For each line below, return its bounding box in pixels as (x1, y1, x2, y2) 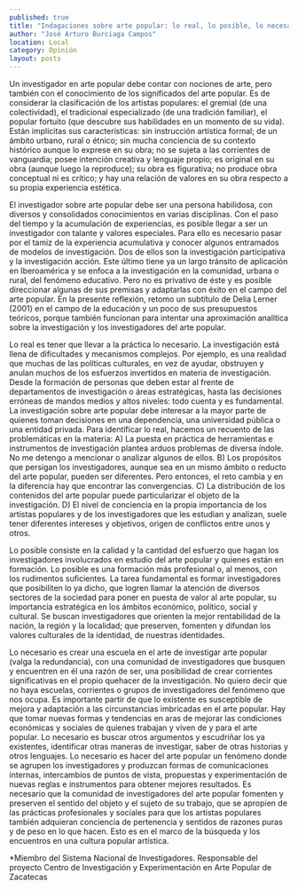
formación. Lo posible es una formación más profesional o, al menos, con (9, 564, 278, 574)
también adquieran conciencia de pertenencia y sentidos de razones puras (9, 817, 284, 827)
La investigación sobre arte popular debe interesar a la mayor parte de (9, 405, 267, 415)
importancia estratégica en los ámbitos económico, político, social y (9, 602, 258, 612)
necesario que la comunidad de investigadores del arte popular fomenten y (9, 789, 284, 799)
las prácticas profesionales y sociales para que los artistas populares (9, 807, 262, 817)
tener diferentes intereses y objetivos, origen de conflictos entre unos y (9, 518, 271, 529)
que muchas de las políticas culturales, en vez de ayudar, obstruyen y (9, 358, 264, 368)
